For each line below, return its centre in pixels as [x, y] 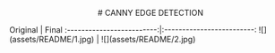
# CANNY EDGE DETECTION [150, 13]
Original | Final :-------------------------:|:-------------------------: [133, 30]
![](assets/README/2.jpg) [148, 39]
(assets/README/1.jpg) [52, 39]
